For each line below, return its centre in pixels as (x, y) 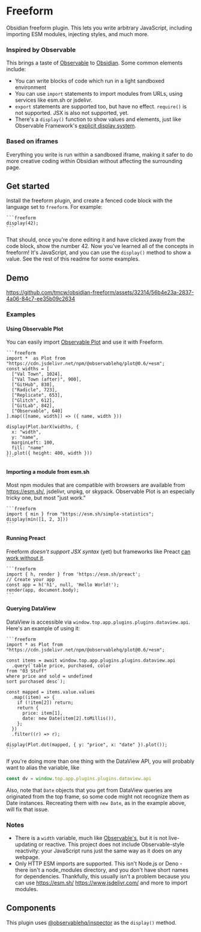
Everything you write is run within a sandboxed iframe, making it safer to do (100, 154)
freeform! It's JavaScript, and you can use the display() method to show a (98, 253)
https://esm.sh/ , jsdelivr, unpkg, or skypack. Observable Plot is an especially (100, 491)
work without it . (25, 558)
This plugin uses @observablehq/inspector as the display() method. (91, 922)
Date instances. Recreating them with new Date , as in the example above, (96, 803)
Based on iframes (32, 141)
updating (26, 845)
